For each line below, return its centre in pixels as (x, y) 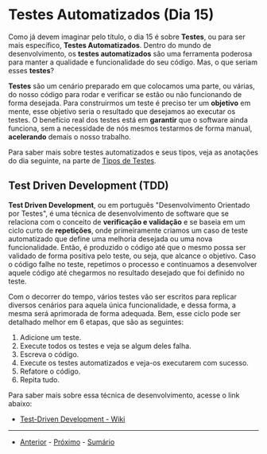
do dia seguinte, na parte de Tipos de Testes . (82, 160)
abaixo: (20, 403)
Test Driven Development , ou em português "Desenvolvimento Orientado (129, 205)
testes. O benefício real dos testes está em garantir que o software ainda (128, 119)
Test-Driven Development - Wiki (72, 419)
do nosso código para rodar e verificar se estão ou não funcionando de (125, 94)
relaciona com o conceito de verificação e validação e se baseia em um (127, 221)
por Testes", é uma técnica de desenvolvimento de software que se (118, 213)
